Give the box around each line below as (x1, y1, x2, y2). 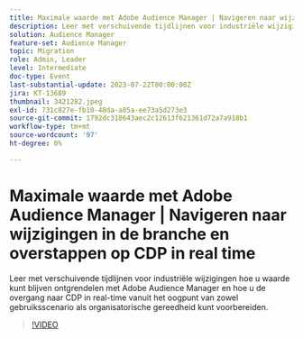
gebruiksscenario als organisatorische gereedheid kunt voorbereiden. (9, 301, 269, 312)
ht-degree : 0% (9, 139, 63, 148)
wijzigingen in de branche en (9, 224, 230, 244)
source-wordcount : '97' (9, 131, 99, 140)
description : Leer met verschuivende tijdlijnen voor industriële (9, 22, 264, 31)
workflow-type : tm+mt (9, 123, 91, 132)
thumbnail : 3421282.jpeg (9, 96, 103, 106)
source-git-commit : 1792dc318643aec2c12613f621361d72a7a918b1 (9, 114, 248, 123)
